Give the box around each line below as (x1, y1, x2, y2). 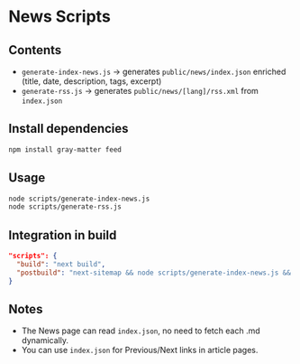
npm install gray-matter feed (8, 145, 123, 154)
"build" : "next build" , (16, 259, 105, 268)
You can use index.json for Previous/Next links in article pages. (21, 345, 259, 356)
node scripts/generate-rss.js (8, 202, 123, 211)
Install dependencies (8, 121, 129, 136)
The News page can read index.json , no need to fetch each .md (21, 325, 260, 336)
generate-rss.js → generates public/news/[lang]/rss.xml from (21, 86, 259, 96)
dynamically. (21, 335, 69, 346)
